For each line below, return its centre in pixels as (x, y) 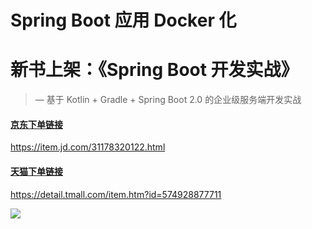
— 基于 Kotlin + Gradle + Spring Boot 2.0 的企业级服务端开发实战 (168, 100)
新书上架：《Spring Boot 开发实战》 (154, 70)
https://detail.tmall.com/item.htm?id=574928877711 (116, 194)
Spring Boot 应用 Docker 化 (123, 20)
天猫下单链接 (36, 171)
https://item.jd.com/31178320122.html (88, 147)
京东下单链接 (36, 124)
